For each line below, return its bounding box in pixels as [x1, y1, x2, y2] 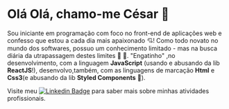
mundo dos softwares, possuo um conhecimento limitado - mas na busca [7, 44, 217, 52]
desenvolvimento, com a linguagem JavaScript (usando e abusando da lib [7, 59, 220, 67]
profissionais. [7, 94, 46, 102]
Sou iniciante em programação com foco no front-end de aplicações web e [7, 29, 222, 37]
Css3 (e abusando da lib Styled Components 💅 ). [7, 73, 146, 81]
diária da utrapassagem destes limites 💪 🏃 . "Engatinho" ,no [7, 51, 176, 59]
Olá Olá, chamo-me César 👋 [7, 6, 170, 22]
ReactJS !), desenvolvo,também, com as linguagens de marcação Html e [7, 66, 215, 75]
